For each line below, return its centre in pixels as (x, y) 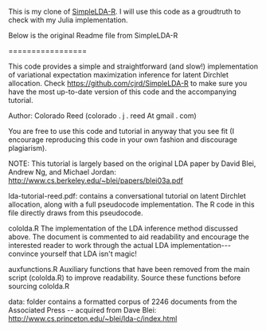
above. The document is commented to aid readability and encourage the (129, 237)
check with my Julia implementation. (68, 20)
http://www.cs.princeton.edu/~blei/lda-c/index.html (93, 319)
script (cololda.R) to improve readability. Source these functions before (125, 278)
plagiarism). (28, 148)
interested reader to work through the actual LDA (89, 245)
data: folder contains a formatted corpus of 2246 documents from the (123, 301)
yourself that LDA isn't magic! (88, 254)
